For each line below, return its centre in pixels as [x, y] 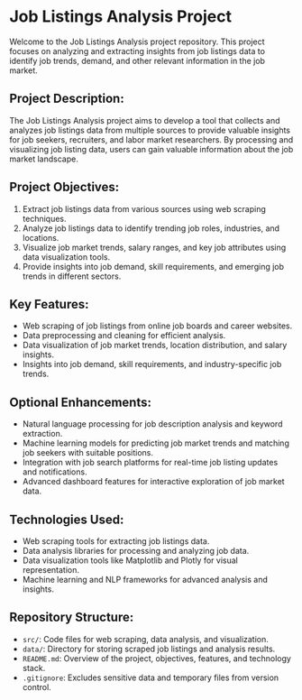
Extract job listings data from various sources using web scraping [144, 208]
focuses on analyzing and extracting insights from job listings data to [137, 51]
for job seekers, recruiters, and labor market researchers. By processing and [151, 139]
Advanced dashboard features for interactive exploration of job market [154, 482]
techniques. [44, 218]
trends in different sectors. [72, 276]
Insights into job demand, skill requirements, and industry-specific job [152, 364]
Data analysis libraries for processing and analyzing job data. [136, 551]
